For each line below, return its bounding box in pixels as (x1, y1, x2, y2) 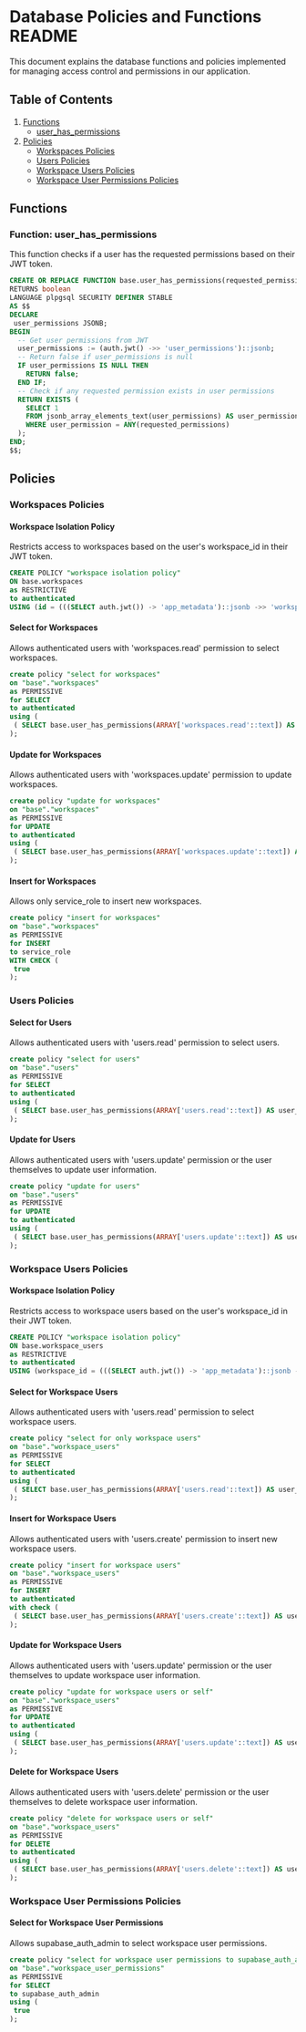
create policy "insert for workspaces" (9, 914, 161, 923)
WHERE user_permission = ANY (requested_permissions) (25, 420, 230, 430)
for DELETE (9, 1840, 51, 1849)
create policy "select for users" (9, 1055, 141, 1064)
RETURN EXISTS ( (17, 395, 79, 404)
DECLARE (9, 310, 39, 319)
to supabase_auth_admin (9, 1989, 100, 1998)
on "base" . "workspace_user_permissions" (9, 1964, 166, 1973)
